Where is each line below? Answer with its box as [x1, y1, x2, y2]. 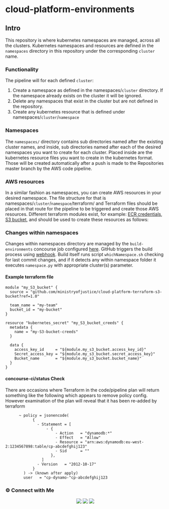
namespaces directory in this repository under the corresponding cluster [5, 48, 155, 54]
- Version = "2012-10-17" [37, 461, 96, 467]
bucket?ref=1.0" [5, 294, 40, 299]
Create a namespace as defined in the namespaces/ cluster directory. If [12, 87, 163, 93]
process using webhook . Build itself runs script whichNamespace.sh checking [5, 251, 164, 258]
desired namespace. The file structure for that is [5, 195, 107, 201]
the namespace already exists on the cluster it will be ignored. [12, 93, 143, 99]
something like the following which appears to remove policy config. [5, 392, 148, 398]
